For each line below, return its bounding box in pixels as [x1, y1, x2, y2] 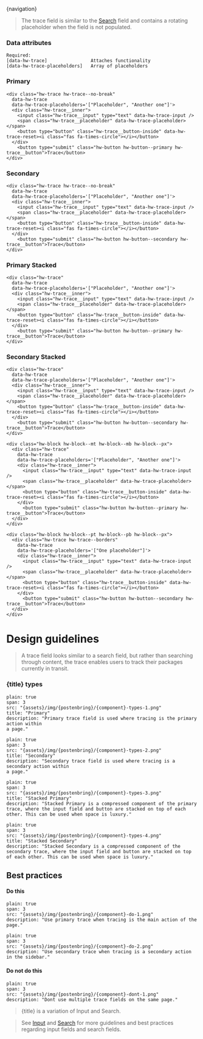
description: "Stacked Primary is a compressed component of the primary [6, 800, 198, 806]
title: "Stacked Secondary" [6, 837, 78, 844]
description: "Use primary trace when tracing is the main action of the [6, 917, 198, 923]
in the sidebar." [6, 954, 50, 960]
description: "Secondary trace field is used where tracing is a [6, 758, 175, 764]
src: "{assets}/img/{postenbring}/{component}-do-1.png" [6, 912, 154, 918]
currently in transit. [21, 665, 69, 672]
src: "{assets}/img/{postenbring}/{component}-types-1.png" [6, 705, 162, 711]
